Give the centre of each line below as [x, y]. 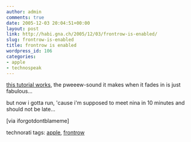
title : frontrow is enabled [42, 46]
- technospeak [24, 68]
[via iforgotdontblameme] [38, 121]
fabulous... [20, 91]
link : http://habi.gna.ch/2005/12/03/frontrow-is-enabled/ [82, 34]
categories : [21, 57]
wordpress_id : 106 [29, 51]
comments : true [25, 17]
